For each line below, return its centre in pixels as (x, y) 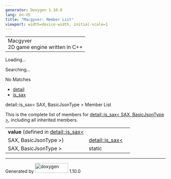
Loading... (16, 60)
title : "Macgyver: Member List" (39, 19)
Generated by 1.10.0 (43, 171)
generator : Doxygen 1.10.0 (34, 10)
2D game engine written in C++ (45, 47)
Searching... (18, 70)
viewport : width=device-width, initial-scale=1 (57, 24)
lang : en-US (18, 15)
